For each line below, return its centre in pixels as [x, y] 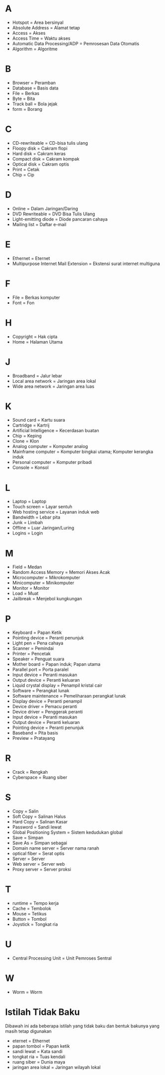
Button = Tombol [29, 919]
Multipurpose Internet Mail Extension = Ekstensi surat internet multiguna [86, 264]
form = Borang [27, 109]
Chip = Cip [23, 175]
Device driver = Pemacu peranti [45, 707]
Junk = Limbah [27, 523]
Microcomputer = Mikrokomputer [46, 578]
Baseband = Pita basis [35, 733]
